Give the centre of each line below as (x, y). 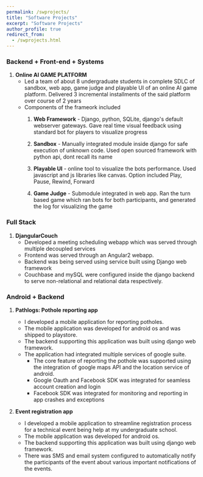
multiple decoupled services (60, 248)
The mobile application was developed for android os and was (102, 328)
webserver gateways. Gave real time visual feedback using (107, 126)
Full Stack (21, 222)
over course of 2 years (53, 101)
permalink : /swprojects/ (38, 12)
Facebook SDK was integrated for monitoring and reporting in (111, 393)
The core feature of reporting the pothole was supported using (112, 360)
